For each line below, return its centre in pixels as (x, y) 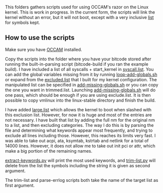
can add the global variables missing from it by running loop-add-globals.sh (81, 74)
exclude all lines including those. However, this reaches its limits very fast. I (80, 135)
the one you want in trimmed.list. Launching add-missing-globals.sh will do (80, 90)
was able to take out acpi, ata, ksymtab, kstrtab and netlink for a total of (77, 140)
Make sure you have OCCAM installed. (44, 49)
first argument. (20, 185)
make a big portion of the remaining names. (49, 151)
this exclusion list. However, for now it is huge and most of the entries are (79, 115)
